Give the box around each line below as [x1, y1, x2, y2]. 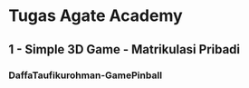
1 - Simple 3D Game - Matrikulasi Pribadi [8, 42, 241, 57]
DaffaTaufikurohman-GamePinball [8, 69, 163, 82]
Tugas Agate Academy [8, 5, 183, 26]
